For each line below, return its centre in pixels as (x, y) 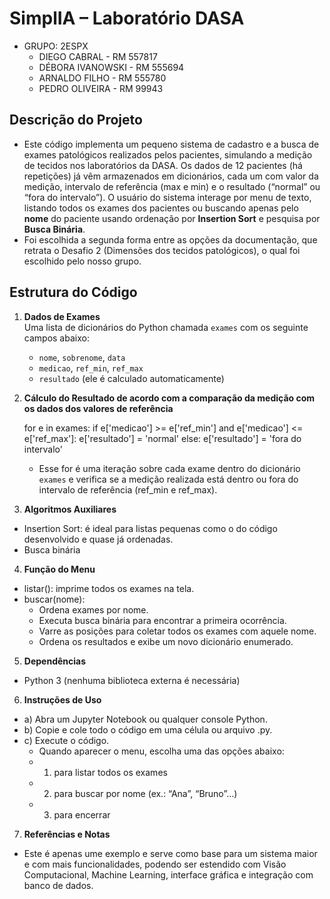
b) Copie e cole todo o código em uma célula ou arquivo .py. (148, 729)
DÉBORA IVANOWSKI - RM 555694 (111, 67)
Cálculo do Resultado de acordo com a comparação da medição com (169, 398)
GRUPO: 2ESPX (56, 46)
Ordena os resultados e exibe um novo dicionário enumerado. (166, 641)
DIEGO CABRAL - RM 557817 (98, 56)
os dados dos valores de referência (98, 408)
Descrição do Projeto (76, 120)
